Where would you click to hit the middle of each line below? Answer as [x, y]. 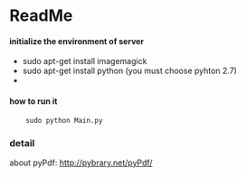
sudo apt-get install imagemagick [85, 61]
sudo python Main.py [64, 120]
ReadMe [41, 16]
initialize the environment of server [77, 41]
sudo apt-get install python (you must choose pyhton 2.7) [130, 71]
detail [22, 143]
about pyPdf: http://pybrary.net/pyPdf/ [81, 163]
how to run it [33, 101]
